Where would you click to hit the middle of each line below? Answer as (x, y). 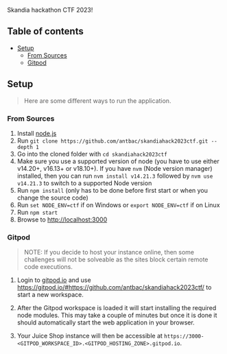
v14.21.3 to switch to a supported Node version (84, 183)
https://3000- (184, 337)
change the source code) (53, 198)
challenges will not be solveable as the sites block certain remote (116, 259)
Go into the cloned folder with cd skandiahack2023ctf (92, 154)
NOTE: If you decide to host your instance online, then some (109, 252)
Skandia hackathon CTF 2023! (50, 10)
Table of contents (45, 31)
